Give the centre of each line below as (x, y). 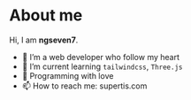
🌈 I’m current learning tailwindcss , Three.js (102, 66)
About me (46, 15)
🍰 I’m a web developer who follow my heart (100, 57)
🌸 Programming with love (68, 75)
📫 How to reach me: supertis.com (84, 86)
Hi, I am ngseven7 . (44, 40)
